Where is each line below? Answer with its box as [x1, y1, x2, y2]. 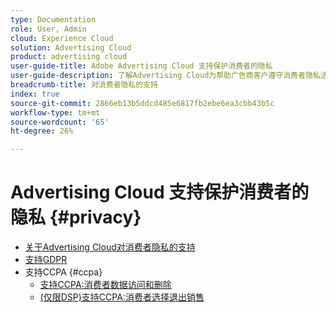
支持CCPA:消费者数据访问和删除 [39, 279, 172, 291]
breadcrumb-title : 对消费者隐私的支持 [10, 80, 158, 90]
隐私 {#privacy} [10, 206, 142, 229]
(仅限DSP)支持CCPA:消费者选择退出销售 [39, 291, 205, 303]
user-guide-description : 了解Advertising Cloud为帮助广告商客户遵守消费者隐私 [10, 71, 321, 81]
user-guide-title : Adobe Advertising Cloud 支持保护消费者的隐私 [10, 61, 273, 71]
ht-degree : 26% [10, 126, 74, 136]
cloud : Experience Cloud [10, 33, 114, 43]
